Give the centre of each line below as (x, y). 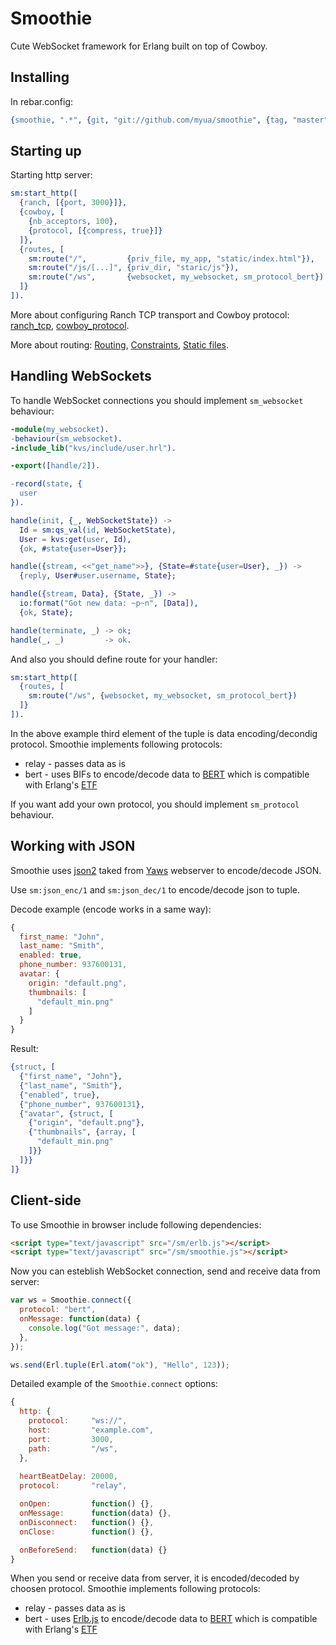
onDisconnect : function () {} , (87, 1522)
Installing (40, 77)
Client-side (46, 1200)
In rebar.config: (42, 101)
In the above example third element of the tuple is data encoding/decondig (164, 733)
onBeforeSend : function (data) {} (93, 1550)
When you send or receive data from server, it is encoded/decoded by (155, 1578)
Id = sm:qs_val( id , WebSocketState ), (98, 530)
